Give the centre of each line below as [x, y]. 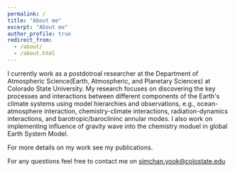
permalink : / [27, 14]
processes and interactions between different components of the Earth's [114, 96]
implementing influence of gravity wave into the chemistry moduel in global [117, 126]
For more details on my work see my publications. [80, 147]
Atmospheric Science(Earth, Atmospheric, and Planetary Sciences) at [109, 81]
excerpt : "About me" [38, 27]
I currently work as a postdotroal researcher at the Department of [103, 73]
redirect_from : [30, 40]
